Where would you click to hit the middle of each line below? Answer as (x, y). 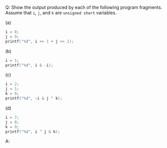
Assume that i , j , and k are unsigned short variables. (61, 13)
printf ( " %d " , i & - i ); (29, 65)
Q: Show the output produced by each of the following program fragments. (84, 7)
